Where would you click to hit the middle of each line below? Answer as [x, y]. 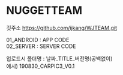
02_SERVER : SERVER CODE [41, 46]
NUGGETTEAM [44, 10]
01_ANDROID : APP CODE [38, 40]
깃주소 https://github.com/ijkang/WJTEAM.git [62, 28]
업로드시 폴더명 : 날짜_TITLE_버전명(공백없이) [59, 58]
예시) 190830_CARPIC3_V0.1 [40, 66]
